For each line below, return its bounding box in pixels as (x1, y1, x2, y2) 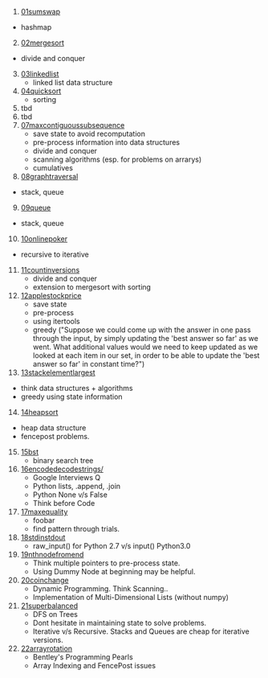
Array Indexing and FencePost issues (32, 661, 156, 670)
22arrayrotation (20, 643, 73, 653)
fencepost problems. (20, 432, 90, 441)
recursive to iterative (20, 249, 89, 259)
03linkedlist (20, 69, 59, 79)
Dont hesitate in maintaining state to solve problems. (32, 618, 207, 627)
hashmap (20, 23, 52, 31)
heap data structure (20, 423, 87, 433)
